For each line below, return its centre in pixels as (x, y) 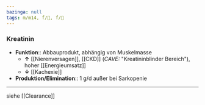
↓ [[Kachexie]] (43, 71)
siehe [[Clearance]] (31, 96)
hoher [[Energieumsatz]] (55, 65)
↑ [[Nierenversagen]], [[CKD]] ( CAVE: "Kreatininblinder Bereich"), (107, 59)
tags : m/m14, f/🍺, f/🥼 (35, 18)
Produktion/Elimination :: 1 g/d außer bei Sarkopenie (81, 78)
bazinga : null (24, 12)
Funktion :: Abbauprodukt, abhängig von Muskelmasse (84, 52)
